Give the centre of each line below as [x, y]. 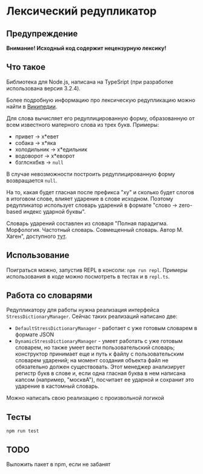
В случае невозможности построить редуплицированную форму [91, 174]
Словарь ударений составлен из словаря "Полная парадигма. [87, 223]
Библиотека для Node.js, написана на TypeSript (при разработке [90, 82]
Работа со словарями [49, 296]
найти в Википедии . [32, 106]
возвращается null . [32, 180]
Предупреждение [42, 34]
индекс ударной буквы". [55, 211]
